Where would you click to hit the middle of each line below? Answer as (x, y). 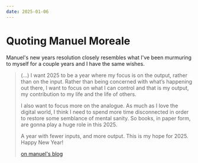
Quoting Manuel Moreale (68, 41)
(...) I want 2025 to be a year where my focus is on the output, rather (104, 75)
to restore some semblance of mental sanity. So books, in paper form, (106, 118)
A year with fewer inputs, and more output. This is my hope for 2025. (104, 136)
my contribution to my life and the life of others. (79, 94)
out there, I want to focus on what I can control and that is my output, (105, 88)
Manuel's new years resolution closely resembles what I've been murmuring (99, 57)
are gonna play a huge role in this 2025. (69, 124)
